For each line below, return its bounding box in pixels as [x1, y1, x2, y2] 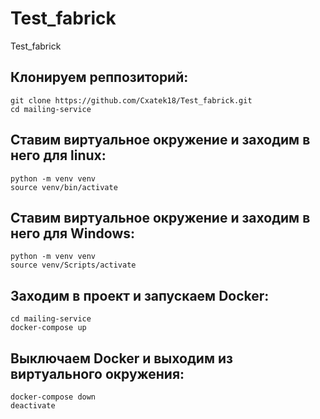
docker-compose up [10, 323, 87, 333]
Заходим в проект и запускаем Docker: [10, 287, 270, 304]
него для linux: [10, 147, 107, 164]
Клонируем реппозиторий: [10, 69, 189, 86]
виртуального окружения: [10, 365, 185, 382]
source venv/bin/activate [10, 182, 118, 192]
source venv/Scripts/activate [10, 260, 137, 271]
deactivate [10, 401, 56, 411]
